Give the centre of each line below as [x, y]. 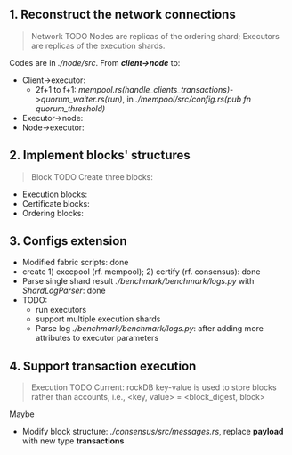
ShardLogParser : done [64, 291]
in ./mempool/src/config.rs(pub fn [189, 99]
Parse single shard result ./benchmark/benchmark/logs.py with [138, 281]
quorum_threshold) [70, 108]
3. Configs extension [68, 241]
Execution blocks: [55, 194]
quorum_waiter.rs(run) [81, 99]
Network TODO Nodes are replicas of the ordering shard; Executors [155, 36]
